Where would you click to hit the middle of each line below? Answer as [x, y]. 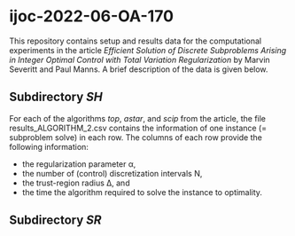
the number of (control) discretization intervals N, [112, 173]
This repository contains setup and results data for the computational [136, 41]
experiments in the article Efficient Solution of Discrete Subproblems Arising [148, 50]
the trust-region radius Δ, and [76, 183]
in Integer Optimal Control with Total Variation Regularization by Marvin [140, 59]
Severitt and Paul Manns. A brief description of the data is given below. [139, 69]
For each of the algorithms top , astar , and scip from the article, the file [138, 118]
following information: [49, 146]
